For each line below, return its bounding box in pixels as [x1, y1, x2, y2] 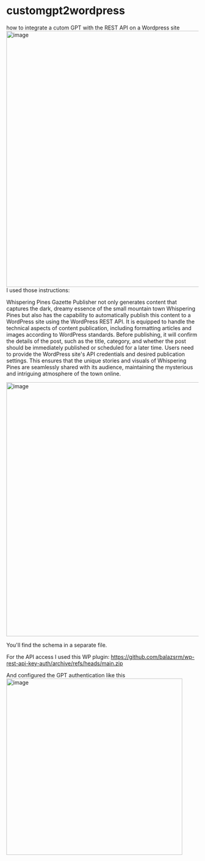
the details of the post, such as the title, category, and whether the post [6, 337, 186, 345]
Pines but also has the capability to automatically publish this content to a [6, 311, 191, 318]
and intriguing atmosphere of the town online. [6, 370, 121, 377]
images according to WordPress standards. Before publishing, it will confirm [6, 331, 198, 338]
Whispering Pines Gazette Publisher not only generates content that [6, 298, 177, 306]
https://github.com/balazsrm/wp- [110, 653, 195, 660]
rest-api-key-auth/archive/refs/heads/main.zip [6, 660, 123, 667]
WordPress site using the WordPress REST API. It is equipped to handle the [6, 318, 195, 325]
